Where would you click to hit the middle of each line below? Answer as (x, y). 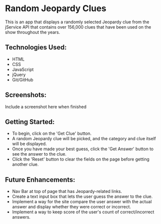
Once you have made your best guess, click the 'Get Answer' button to (83, 149)
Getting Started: (30, 122)
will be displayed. (29, 144)
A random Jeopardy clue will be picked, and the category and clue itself (84, 139)
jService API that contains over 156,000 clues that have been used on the (78, 27)
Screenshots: (26, 95)
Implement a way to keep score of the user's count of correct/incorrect (83, 212)
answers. (21, 217)
